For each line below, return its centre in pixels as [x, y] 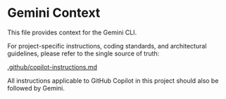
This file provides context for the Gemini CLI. [72, 32]
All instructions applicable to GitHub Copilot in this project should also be [113, 80]
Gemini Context [54, 13]
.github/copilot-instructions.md [52, 67]
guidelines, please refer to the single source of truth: [83, 53]
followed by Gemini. [36, 88]
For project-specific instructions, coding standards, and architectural [107, 46]
